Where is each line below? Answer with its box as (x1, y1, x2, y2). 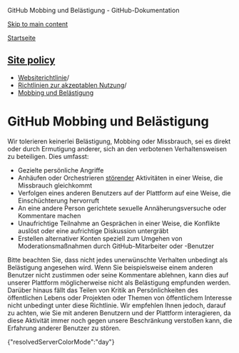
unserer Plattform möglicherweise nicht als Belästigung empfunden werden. (7, 278, 231, 287)
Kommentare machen (17, 211, 81, 220)
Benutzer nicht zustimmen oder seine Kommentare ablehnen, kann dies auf (7, 270, 229, 279)
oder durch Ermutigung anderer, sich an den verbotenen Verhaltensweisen (7, 144, 227, 153)
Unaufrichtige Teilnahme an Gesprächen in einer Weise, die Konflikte (17, 219, 220, 227)
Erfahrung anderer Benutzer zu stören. (7, 324, 121, 332)
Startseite (7, 34, 36, 42)
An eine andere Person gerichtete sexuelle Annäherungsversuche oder (17, 203, 227, 213)
